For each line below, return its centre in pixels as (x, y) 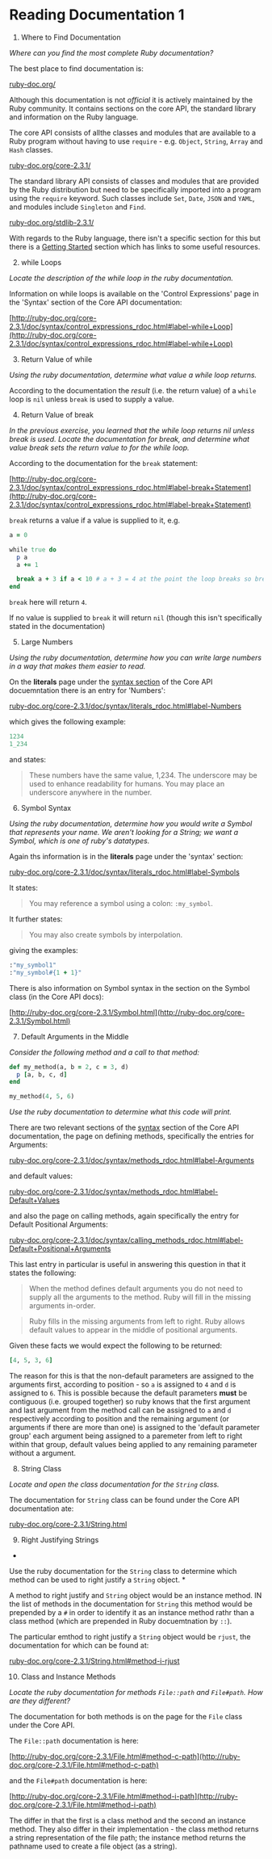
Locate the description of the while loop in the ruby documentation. (121, 278)
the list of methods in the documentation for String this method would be (131, 1604)
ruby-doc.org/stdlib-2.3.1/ (52, 222)
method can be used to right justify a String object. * (98, 1580)
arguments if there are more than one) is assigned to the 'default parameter (135, 1428)
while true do (33, 550)
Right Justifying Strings (60, 1540)
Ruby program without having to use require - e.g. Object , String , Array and (136, 141)
